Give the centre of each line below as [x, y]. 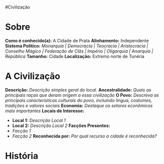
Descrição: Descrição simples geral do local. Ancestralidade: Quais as [78, 90]
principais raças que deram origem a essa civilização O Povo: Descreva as [82, 95]
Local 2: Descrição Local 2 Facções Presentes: [61, 126]
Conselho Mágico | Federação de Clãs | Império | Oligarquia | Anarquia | [79, 51]
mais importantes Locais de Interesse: [45, 111]
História [22, 156]
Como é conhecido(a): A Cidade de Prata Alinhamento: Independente [77, 40]
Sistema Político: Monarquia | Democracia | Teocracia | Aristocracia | [77, 46]
